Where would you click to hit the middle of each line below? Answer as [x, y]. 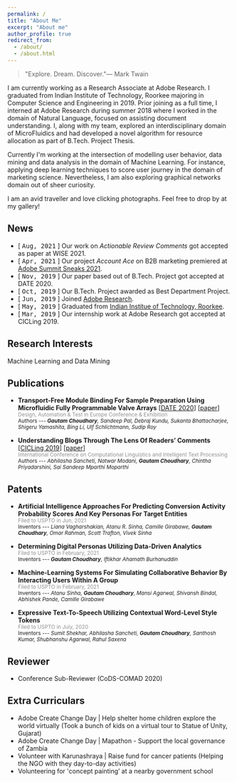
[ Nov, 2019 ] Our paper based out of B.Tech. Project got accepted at [121, 276]
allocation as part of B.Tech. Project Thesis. [71, 140]
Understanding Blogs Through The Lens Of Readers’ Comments [114, 440]
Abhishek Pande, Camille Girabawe [61, 600]
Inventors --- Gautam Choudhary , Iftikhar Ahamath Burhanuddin [98, 560]
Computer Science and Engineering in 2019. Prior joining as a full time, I [112, 103]
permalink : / [27, 14]
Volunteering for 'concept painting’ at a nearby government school [115, 771]
